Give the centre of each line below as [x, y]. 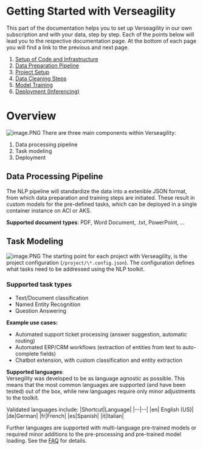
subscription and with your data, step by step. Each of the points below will [100, 34]
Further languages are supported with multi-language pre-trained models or [101, 428]
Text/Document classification [52, 298]
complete [27, 353]
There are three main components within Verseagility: [109, 132]
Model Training [34, 85]
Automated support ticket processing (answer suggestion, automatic [101, 334]
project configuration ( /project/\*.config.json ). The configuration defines [101, 262]
